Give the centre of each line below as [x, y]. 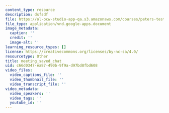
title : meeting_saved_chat [33, 61]
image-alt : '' [24, 42]
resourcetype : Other [27, 56]
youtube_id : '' [26, 103]
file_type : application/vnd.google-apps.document [58, 24]
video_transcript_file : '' [38, 84]
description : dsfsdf [27, 14]
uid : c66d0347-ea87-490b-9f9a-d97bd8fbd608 [52, 65]
